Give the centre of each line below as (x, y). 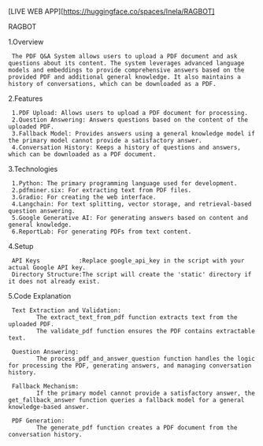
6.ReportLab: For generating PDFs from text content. (102, 232)
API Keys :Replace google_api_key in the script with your (128, 261)
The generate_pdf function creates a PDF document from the (137, 428)
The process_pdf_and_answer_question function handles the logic (146, 359)
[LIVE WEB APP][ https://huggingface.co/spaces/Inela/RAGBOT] (111, 11)
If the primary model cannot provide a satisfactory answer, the (146, 393)
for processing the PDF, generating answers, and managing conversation (130, 366)
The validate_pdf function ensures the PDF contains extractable (146, 331)
